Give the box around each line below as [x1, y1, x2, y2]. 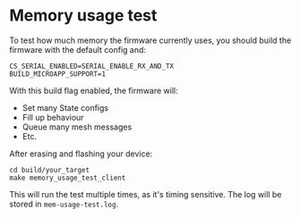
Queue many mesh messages [21, 122, 133, 132]
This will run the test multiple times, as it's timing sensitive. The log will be [9, 189, 282, 199]
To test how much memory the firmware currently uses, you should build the [9, 35, 292, 46]
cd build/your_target [9, 165, 90, 174]
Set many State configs [21, 102, 109, 113]
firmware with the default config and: [9, 44, 146, 54]
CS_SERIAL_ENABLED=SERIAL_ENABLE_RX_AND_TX [9, 62, 175, 71]
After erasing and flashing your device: [9, 148, 153, 159]
